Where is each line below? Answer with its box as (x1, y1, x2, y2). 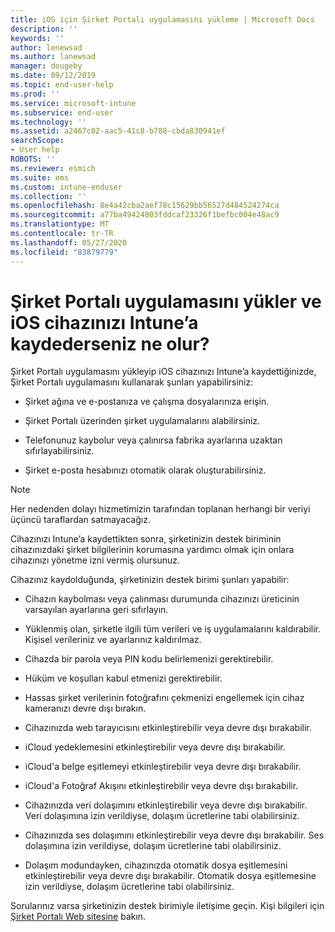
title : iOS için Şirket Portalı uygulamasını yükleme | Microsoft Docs (10, 14, 315, 25)
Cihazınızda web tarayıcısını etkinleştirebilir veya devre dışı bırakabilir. (24, 722, 312, 734)
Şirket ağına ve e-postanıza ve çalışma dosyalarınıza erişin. (24, 396, 270, 408)
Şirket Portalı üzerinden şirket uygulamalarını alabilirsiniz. (24, 415, 261, 427)
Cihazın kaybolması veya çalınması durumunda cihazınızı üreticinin (24, 593, 300, 605)
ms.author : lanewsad (10, 52, 97, 62)
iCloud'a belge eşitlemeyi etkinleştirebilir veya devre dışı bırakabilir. (24, 761, 302, 773)
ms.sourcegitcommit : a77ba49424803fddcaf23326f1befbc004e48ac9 (10, 210, 280, 220)
